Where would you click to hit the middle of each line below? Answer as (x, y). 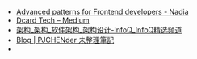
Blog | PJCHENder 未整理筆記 (65, 40)
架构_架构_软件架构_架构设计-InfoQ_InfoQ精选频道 (99, 30)
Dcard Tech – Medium (53, 20)
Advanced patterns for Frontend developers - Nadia (102, 12)
